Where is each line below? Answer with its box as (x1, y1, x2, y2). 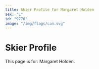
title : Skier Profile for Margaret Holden (5, 7, 94, 12)
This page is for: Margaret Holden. (5, 59, 75, 65)
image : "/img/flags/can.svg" (5, 21, 65, 26)
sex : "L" (5, 12, 23, 17)
